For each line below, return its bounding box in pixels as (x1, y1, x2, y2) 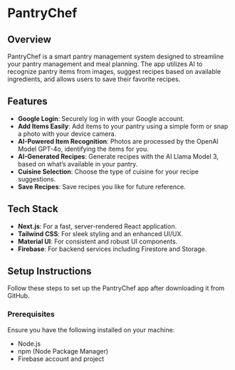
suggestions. (17, 174, 56, 183)
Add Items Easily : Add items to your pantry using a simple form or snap (17, 122, 229, 130)
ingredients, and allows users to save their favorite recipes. (7, 75, 181, 83)
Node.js (17, 339, 41, 348)
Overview (7, 33, 52, 46)
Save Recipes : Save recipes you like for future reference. (17, 182, 187, 191)
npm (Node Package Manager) (17, 347, 109, 355)
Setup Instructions (7, 265, 92, 277)
